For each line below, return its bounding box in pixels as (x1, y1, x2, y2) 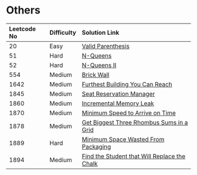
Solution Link (81, 28, 120, 36)
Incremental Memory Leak (81, 99, 154, 107)
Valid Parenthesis (81, 42, 130, 50)
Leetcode (9, 25, 36, 33)
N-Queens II (81, 61, 117, 69)
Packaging (81, 142, 111, 150)
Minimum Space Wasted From (81, 135, 165, 143)
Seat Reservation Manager (81, 89, 155, 97)
